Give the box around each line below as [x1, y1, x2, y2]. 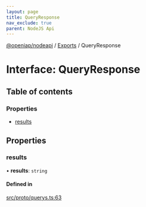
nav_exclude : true [6, 20, 52, 26]
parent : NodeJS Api [6, 25, 55, 32]
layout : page [6, 8, 39, 15]
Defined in [6, 181, 33, 188]
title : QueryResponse [6, 14, 60, 20]
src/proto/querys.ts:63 [6, 194, 62, 201]
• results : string [6, 167, 48, 174]
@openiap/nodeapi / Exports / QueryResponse [6, 42, 121, 49]
